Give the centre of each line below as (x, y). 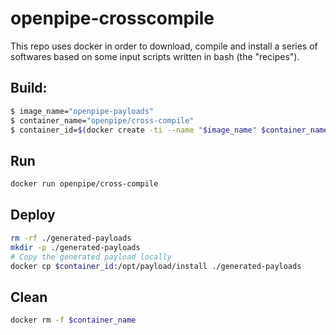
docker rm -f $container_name (73, 320)
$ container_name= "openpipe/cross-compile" (102, 120)
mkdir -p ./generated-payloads (75, 247)
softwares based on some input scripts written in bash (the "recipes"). (155, 56)
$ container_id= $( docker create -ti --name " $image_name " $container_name (169, 130)
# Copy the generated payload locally (91, 257)
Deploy (33, 215)
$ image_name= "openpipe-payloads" (82, 111)
